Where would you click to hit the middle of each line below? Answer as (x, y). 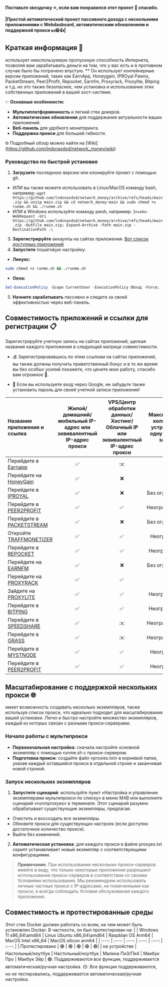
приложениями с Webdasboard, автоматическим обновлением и (77, 24)
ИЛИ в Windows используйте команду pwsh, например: (72, 212)
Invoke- (141, 212)
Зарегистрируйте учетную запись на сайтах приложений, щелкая (76, 341)
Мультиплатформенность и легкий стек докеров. (66, 112)
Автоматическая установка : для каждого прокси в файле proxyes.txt (87, 844)
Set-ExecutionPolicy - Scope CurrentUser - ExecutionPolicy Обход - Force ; (82, 287)
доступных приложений (38, 244)
